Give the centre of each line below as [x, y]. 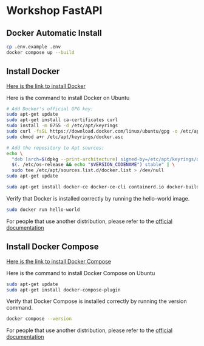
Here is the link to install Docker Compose [59, 261]
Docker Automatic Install [54, 33]
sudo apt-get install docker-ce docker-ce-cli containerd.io [85, 187]
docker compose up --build [40, 52]
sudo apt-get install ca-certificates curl [62, 120]
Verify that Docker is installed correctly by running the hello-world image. [98, 198]
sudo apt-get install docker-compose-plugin [63, 290]
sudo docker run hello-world [43, 210]
